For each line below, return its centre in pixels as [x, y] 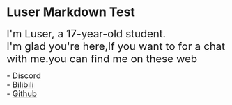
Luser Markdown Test [71, 12]
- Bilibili [20, 85]
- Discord [24, 75]
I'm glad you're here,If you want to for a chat [116, 46]
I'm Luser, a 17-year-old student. [86, 34]
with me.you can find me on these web [102, 59]
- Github [22, 94]
